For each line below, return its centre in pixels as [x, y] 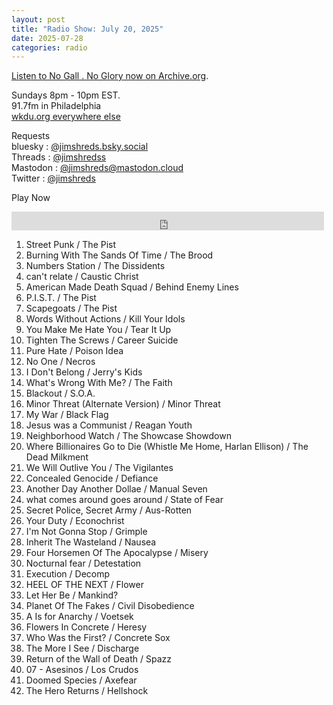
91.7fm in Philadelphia [56, 106]
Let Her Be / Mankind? [72, 595]
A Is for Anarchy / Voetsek [79, 617]
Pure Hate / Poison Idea [74, 351]
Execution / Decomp [68, 574]
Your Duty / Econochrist [75, 521]
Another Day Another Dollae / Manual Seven [116, 489]
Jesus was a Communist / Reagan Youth [109, 425]
